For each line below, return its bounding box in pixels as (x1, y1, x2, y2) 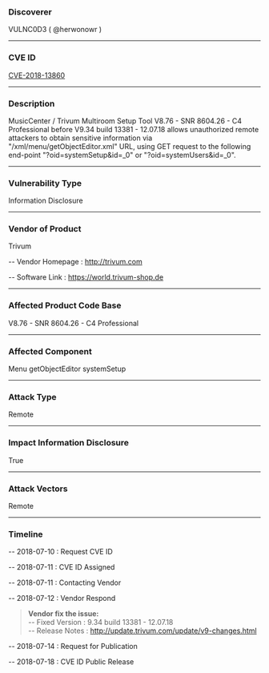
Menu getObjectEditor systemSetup (8, 364, 126, 374)
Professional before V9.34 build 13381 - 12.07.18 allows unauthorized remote (8, 124, 259, 134)
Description (8, 98, 55, 109)
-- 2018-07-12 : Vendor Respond (8, 594, 116, 603)
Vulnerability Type (8, 177, 82, 188)
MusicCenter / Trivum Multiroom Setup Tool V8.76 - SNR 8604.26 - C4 (8, 115, 243, 126)
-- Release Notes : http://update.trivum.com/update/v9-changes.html (27, 626, 258, 635)
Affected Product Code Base (8, 300, 122, 311)
